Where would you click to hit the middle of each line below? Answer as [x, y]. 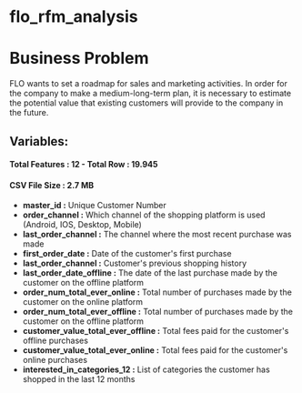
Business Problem [79, 59]
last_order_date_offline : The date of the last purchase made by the [150, 273]
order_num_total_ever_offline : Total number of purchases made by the [158, 312]
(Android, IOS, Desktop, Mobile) [82, 225]
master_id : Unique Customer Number [94, 206]
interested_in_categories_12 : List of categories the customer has [146, 369]
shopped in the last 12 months [79, 379]
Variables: [39, 141]
